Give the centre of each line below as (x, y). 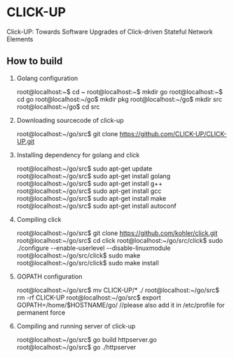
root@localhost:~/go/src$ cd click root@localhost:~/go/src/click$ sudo (120, 240)
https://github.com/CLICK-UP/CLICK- (173, 133)
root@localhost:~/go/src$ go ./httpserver (76, 347)
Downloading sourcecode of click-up (70, 120)
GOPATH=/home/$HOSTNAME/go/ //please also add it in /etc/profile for (121, 305)
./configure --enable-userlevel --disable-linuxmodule (94, 248)
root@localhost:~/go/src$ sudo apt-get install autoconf (96, 206)
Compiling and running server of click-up (76, 326)
